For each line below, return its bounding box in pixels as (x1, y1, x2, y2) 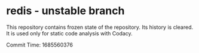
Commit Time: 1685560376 (6, 41, 74, 48)
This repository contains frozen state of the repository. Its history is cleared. (6, 24, 193, 31)
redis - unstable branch (6, 4, 125, 18)
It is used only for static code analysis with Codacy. (6, 29, 133, 37)
